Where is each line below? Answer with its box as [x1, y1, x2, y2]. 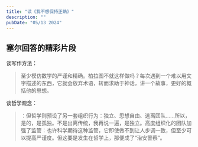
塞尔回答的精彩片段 [6, 43, 76, 53]
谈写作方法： [6, 60, 37, 67]
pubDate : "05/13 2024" [6, 19, 62, 25]
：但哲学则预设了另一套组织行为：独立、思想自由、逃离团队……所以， [20, 112, 190, 119]
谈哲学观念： [6, 100, 37, 107]
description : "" [6, 14, 46, 20]
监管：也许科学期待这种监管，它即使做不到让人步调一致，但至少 [31, 127, 187, 134]
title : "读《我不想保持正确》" [6, 8, 74, 15]
